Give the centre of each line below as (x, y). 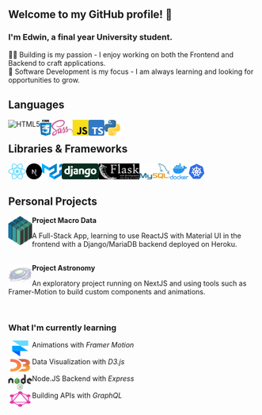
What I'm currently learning (63, 328)
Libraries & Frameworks (68, 149)
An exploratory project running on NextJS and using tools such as (139, 283)
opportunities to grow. (44, 79)
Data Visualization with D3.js (78, 362)
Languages (36, 105)
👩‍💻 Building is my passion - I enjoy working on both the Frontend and (121, 54)
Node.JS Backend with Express (83, 378)
